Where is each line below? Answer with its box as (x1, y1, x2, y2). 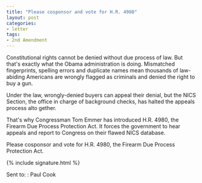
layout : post (6, 15, 40, 21)
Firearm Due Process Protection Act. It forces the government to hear (6, 123, 181, 129)
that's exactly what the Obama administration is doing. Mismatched (6, 60, 175, 67)
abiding (6, 74, 26, 80)
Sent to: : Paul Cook (6, 171, 56, 178)
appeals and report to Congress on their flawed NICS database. (6, 129, 165, 136)
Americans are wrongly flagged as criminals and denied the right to (26, 74, 195, 80)
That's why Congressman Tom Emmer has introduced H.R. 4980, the (6, 116, 179, 123)
